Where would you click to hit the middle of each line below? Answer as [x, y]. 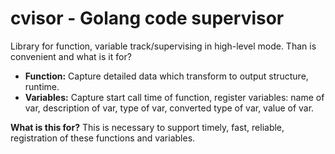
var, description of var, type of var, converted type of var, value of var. [169, 108]
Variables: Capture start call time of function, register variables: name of [174, 97]
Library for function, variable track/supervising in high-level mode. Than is [163, 46]
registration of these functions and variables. [103, 138]
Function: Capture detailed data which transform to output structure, [166, 76]
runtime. [42, 86]
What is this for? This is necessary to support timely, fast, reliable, [147, 127]
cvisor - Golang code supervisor [147, 18]
